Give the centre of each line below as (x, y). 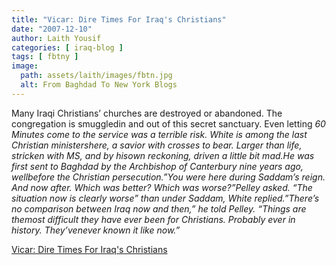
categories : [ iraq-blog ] (67, 47)
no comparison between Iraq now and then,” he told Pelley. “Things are (159, 208)
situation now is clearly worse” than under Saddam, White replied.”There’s (165, 198)
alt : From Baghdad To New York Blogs (99, 85)
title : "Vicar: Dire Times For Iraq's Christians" (119, 19)
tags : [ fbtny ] (45, 57)
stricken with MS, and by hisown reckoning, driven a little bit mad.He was (163, 155)
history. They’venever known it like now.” (96, 230)
